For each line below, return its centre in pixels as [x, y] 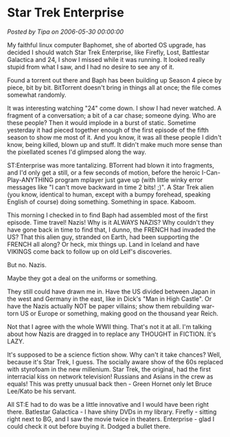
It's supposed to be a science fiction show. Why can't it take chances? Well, [114, 355]
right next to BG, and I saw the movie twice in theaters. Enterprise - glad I [111, 419]
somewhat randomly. [37, 95]
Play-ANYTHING [30, 179]
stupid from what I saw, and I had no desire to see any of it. [91, 67]
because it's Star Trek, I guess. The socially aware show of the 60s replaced [115, 361]
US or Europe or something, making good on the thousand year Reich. [119, 313]
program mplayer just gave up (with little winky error [129, 179]
